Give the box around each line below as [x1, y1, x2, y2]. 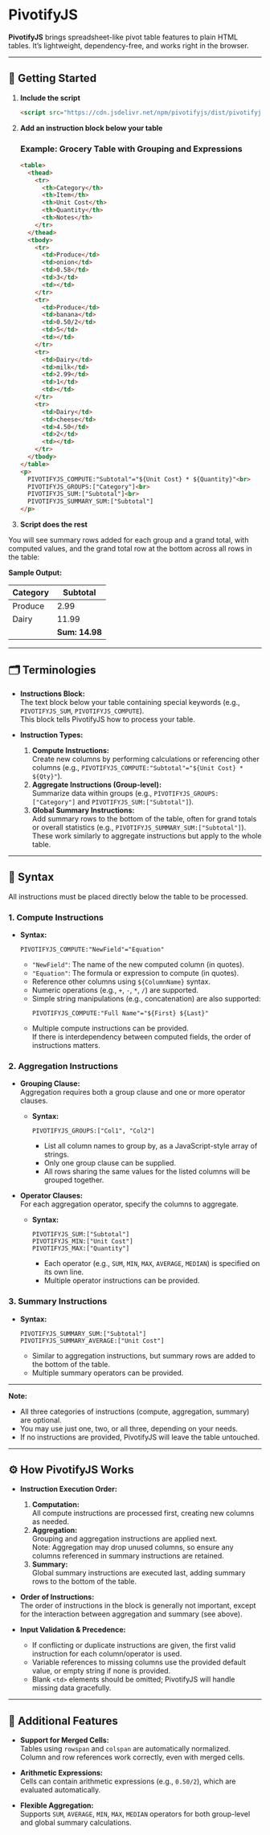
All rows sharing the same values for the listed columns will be [43, 1167, 251, 1177]
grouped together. [43, 1175, 104, 1185]
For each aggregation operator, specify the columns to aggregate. [19, 1199, 239, 1209]
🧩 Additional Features [8, 1714, 119, 1727]
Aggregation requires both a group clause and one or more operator [19, 1087, 246, 1097]
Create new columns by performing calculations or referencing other [31, 754, 260, 764]
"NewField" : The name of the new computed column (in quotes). [31, 959, 245, 969]
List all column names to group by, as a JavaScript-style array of [43, 1141, 258, 1151]
